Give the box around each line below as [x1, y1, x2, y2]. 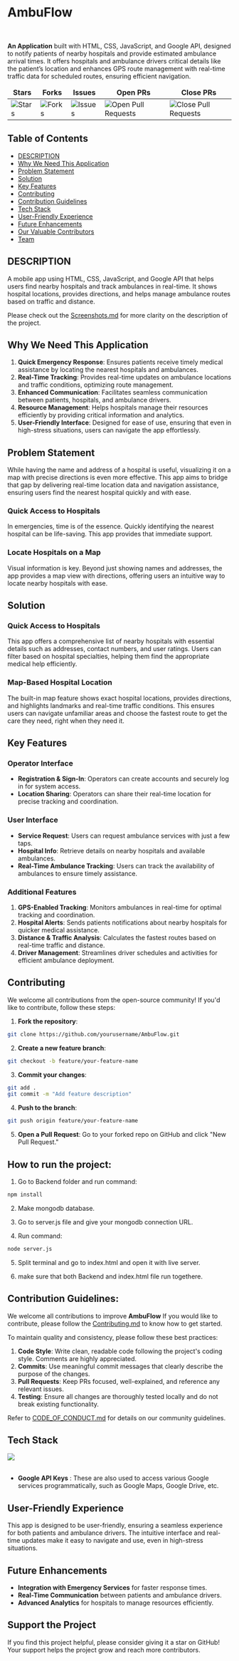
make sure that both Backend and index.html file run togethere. [17, 1272, 203, 1281]
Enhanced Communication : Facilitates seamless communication [17, 388, 208, 397]
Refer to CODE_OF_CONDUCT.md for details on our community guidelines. [7, 1413, 226, 1422]
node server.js [7, 1245, 53, 1252]
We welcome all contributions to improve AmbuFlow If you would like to [7, 1311, 218, 1320]
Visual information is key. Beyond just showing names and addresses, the [7, 563, 223, 572]
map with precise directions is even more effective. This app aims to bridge [7, 473, 228, 481]
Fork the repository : [17, 1016, 78, 1026]
